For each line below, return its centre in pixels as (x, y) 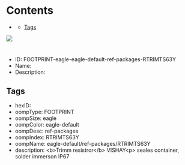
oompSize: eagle (36, 118)
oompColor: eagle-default (47, 124)
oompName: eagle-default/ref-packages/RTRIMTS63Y (83, 143)
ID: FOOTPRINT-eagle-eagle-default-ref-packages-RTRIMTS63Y (95, 59)
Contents (30, 10)
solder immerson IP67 (42, 156)
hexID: (23, 105)
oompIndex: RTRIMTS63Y (47, 137)
